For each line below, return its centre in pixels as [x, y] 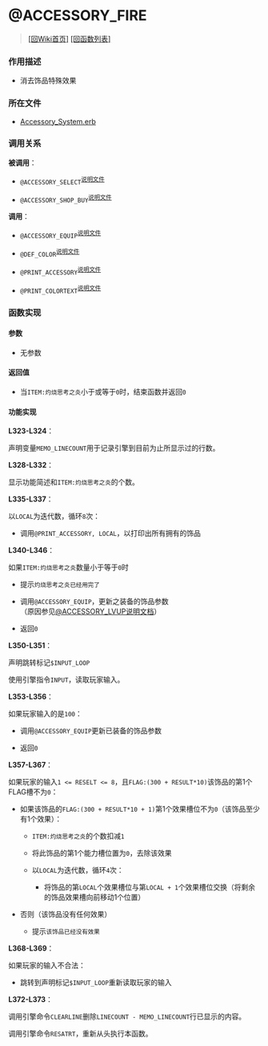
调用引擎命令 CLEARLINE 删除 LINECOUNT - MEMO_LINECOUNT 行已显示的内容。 [127, 1016]
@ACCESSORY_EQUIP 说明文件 [60, 235]
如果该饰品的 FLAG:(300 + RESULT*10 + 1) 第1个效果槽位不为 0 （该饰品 [133, 809]
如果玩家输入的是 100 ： [45, 714]
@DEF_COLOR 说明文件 [50, 253]
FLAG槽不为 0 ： [33, 792]
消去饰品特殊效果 [48, 81]
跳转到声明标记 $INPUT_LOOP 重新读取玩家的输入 [96, 983]
